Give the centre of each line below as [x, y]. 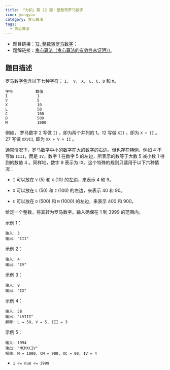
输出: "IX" [16, 291]
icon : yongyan [20, 15]
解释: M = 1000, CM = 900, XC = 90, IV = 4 [51, 353]
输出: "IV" [16, 264]
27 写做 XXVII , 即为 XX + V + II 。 [41, 139]
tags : [11, 24]
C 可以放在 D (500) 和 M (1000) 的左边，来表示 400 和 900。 [74, 201]
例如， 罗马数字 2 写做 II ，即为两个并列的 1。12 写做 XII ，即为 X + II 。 [82, 132]
